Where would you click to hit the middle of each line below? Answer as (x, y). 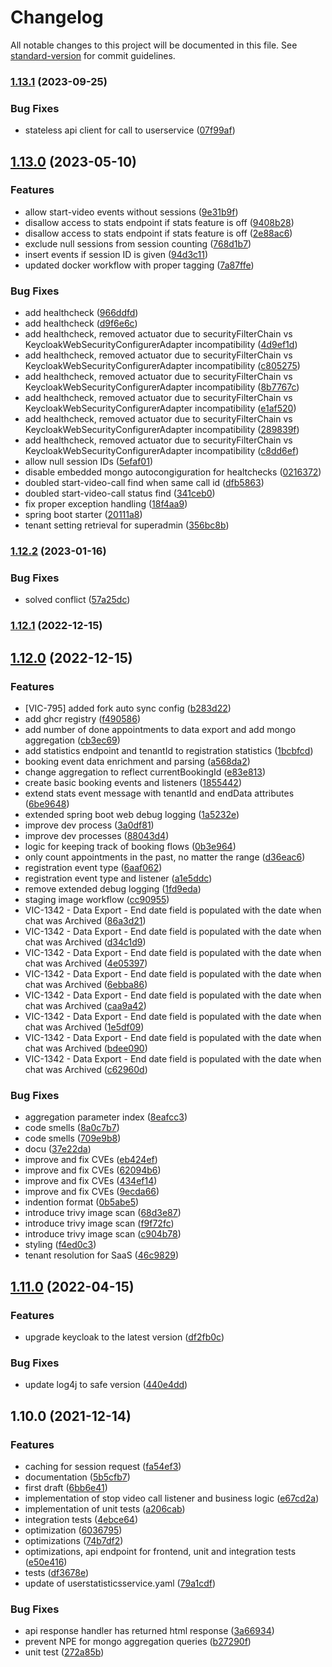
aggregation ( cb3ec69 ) (72, 740)
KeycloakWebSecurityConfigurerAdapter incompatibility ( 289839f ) (162, 430)
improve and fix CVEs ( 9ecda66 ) (92, 1192)
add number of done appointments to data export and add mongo (160, 729)
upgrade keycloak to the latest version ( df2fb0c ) (124, 1337)
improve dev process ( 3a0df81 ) (89, 825)
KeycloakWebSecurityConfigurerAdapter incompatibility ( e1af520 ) (160, 408)
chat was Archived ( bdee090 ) (86, 1048)
